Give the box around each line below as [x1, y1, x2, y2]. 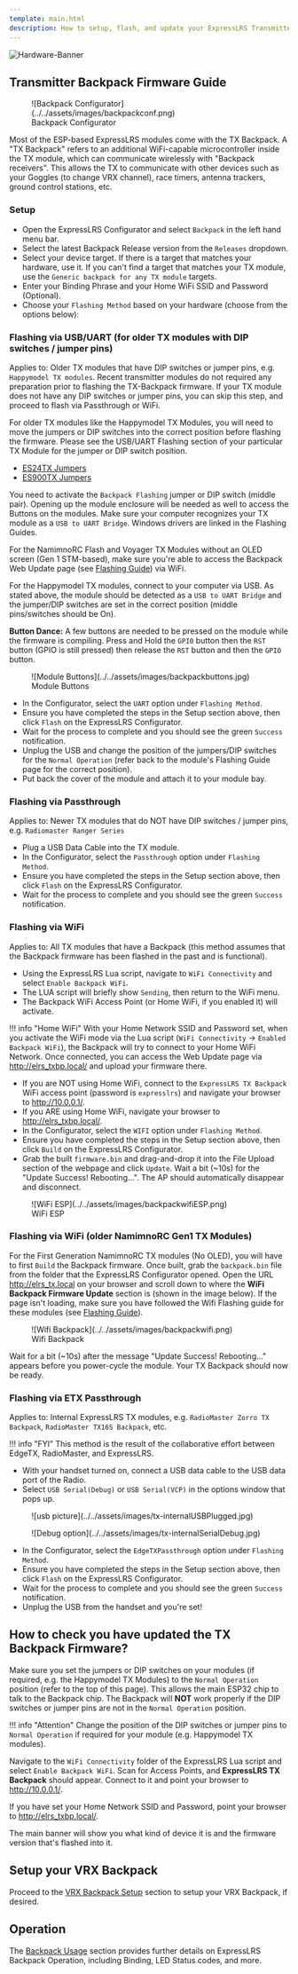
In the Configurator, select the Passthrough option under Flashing [21, 852, 260, 863]
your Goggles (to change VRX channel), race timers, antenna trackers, [9, 172, 266, 183]
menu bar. [21, 233, 59, 244]
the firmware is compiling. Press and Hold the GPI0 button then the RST [9, 635, 266, 645]
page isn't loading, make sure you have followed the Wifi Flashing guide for [9, 1297, 285, 1308]
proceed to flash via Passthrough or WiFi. [9, 399, 161, 410]
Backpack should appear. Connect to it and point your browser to [9, 1774, 249, 1785]
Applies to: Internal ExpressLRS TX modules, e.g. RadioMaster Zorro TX [9, 1412, 270, 1423]
